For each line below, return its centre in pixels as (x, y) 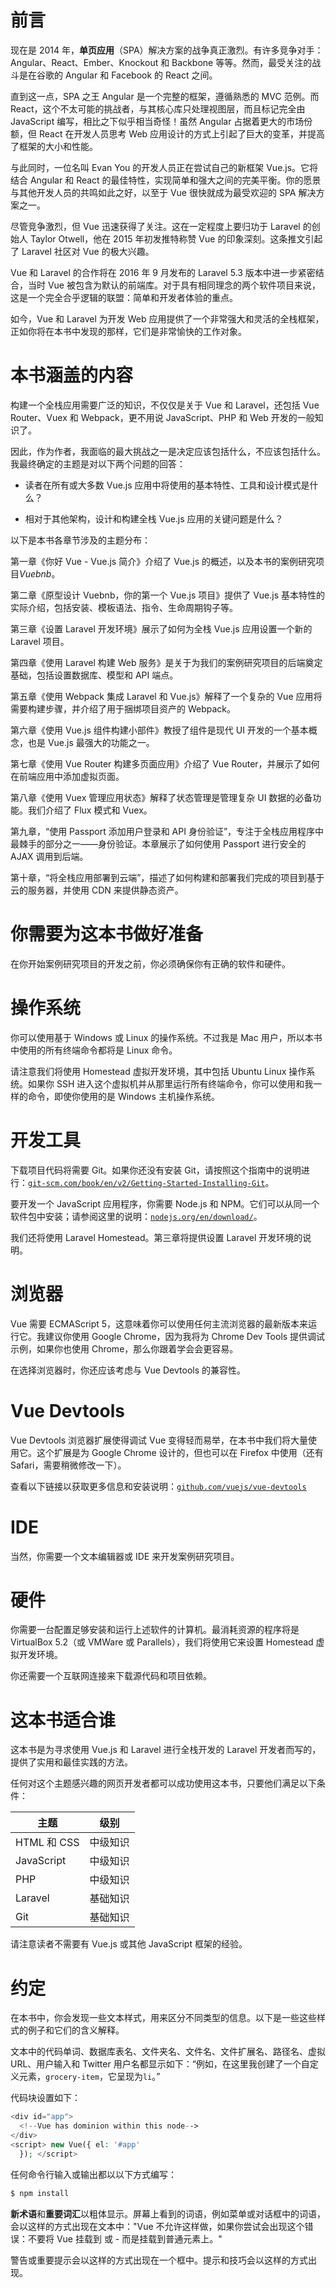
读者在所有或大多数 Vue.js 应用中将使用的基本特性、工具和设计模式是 (167, 485)
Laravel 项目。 (40, 641)
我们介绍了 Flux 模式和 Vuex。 (90, 810)
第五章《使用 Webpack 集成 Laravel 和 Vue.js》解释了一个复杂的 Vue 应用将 (166, 696)
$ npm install (40, 2193)
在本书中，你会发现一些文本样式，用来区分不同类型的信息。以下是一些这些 (163, 2018)
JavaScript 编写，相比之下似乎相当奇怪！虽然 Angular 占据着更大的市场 (157, 121)
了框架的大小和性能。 (54, 146)
